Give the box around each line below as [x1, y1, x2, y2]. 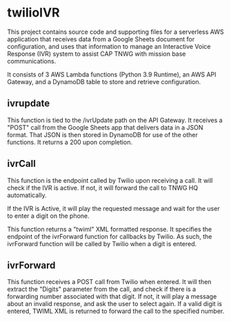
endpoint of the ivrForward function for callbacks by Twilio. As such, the [7, 232, 212, 241]
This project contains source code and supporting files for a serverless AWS [7, 28, 224, 36]
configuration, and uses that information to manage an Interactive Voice [7, 42, 212, 50]
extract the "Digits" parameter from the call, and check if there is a [7, 285, 197, 294]
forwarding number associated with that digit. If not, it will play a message [7, 292, 217, 301]
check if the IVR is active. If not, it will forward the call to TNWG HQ [7, 183, 199, 192]
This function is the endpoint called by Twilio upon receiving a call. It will [7, 176, 213, 184]
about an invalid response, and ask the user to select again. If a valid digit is [7, 300, 223, 308]
